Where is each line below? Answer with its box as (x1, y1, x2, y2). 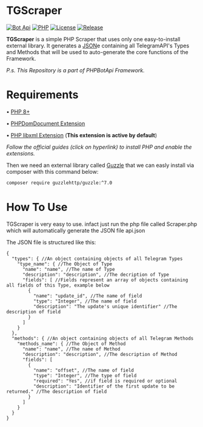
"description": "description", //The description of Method (22, 351, 178, 357)
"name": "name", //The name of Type (22, 266, 115, 272)
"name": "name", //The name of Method (22, 346, 121, 352)
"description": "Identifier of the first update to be (33, 383, 175, 389)
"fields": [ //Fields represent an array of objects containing (22, 277, 188, 283)
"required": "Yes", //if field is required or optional (33, 378, 178, 384)
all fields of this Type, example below (6, 282, 110, 289)
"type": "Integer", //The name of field (33, 298, 137, 304)
